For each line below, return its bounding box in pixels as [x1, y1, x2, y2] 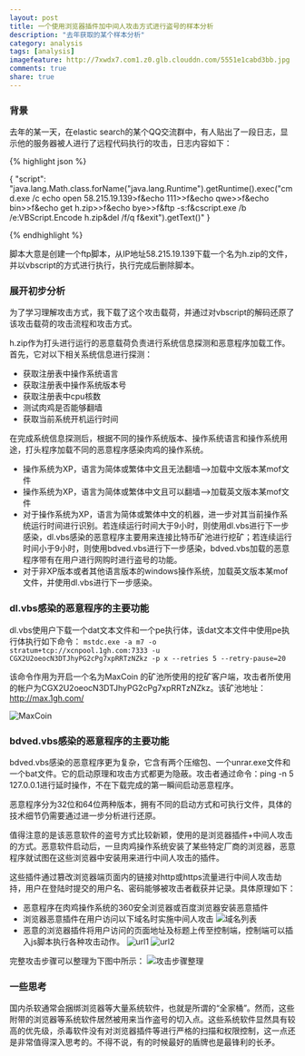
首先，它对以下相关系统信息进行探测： [9, 349, 152, 360]
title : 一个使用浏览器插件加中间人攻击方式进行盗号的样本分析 [9, 22, 214, 31]
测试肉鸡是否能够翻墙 [22, 402, 103, 413]
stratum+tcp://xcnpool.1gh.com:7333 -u [9, 646, 161, 655]
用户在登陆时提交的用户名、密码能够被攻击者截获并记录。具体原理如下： [25, 883, 296, 893]
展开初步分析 [9, 284, 66, 297]
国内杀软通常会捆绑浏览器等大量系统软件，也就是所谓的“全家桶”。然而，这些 [9, 1002, 295, 1013]
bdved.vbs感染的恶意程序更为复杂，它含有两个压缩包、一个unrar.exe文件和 [9, 756, 290, 767]
